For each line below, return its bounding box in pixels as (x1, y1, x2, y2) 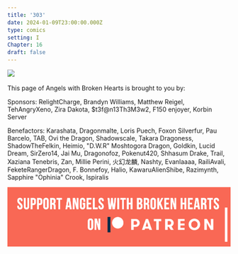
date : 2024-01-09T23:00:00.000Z (7, 18, 103, 26)
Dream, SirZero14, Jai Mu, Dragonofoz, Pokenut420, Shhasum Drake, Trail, (7, 149, 225, 158)
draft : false (7, 49, 46, 56)
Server (7, 113, 27, 121)
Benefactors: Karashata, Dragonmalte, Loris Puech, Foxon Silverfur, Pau (7, 126, 217, 135)
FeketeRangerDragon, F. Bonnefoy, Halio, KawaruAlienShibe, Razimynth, (7, 165, 219, 174)
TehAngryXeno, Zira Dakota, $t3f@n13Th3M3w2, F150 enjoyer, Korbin (7, 105, 212, 114)
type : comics (7, 26, 46, 33)
